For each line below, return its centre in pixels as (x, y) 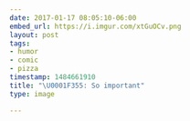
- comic (24, 60)
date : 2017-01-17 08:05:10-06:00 (73, 18)
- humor (24, 52)
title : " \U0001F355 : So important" (77, 86)
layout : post (34, 35)
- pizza (24, 69)
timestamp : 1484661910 (53, 77)
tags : (20, 43)
